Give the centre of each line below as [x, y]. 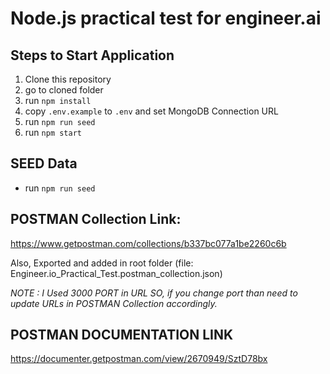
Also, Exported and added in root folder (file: [102, 263]
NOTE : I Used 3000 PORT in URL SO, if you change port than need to [154, 293]
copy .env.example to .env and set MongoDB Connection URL [151, 111]
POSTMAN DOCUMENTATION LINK [122, 335]
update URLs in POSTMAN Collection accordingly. [114, 303]
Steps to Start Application [92, 55]
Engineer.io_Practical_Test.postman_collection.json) [116, 273]
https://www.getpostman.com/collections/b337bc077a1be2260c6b [148, 243]
